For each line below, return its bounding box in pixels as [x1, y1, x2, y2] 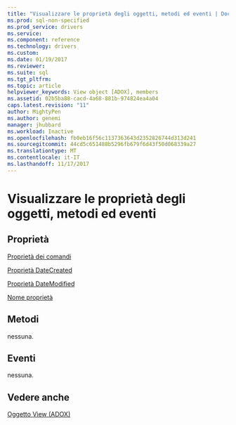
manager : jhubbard [7, 121, 61, 129]
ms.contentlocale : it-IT [7, 154, 80, 162]
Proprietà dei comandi [7, 252, 72, 261]
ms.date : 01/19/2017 [7, 56, 68, 63]
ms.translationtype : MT [7, 148, 77, 155]
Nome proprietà [7, 293, 53, 301]
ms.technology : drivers [7, 43, 77, 50]
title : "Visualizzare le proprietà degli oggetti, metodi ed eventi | [7, 10, 218, 18]
